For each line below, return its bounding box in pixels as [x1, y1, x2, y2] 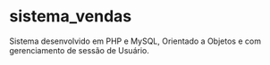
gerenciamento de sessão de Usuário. [9, 45, 149, 55]
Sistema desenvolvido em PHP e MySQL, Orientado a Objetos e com [9, 36, 262, 46]
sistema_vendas [9, 6, 132, 27]
